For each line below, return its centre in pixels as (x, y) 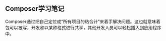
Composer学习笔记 (35, 9)
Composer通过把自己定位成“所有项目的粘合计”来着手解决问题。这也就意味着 (83, 21)
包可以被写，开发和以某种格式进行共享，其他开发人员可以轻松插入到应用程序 (83, 27)
